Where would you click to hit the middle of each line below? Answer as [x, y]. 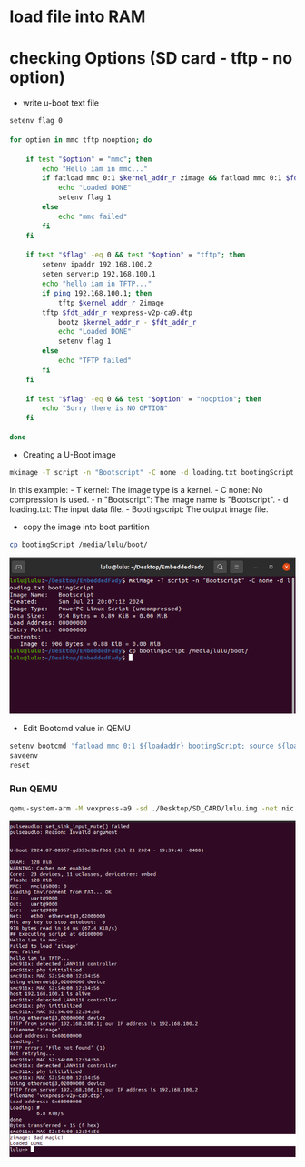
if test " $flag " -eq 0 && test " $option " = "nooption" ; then [144, 399]
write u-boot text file [61, 103]
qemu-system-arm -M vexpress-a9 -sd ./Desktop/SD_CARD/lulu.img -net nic [152, 809]
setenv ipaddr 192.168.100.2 [97, 265]
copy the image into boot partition [86, 527]
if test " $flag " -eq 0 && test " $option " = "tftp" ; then [136, 255]
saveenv [24, 756]
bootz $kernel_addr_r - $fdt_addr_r [127, 322]
